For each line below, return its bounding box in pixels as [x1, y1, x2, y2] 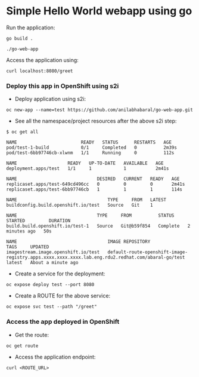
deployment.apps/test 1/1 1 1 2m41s [6, 165, 169, 171]
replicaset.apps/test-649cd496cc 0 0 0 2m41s [6, 181, 185, 188]
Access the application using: [6, 56, 79, 63]
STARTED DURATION [6, 218, 70, 224]
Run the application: [6, 24, 55, 31]
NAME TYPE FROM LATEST [6, 197, 167, 203]
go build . [6, 35, 33, 41]
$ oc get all [6, 129, 39, 135]
